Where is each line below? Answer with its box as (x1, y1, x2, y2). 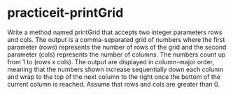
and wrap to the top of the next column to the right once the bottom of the (7, 72, 221, 81)
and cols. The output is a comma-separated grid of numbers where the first (7, 35, 225, 43)
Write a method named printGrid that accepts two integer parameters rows (7, 28, 223, 36)
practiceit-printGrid (7, 5, 124, 21)
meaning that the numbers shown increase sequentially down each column (7, 65, 224, 73)
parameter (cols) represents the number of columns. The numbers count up (7, 50, 226, 59)
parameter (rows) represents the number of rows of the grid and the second (7, 43, 227, 51)
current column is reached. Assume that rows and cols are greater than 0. (7, 80, 220, 88)
